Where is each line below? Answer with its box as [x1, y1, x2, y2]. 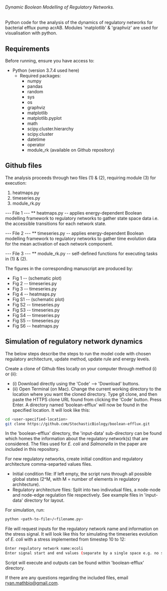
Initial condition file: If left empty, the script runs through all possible [12, 471, 152, 477]
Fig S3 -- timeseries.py [12, 307, 60, 313]
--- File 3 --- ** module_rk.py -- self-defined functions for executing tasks [5, 250, 158, 257]
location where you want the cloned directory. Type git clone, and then [12, 391, 158, 397]
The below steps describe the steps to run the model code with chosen [5, 350, 151, 356]
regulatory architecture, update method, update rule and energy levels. [5, 356, 151, 362]
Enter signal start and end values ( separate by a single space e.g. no [5, 551, 159, 556]
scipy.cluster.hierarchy [27, 126, 74, 132]
